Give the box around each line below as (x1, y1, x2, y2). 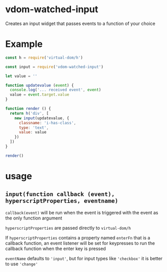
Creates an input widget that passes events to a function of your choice (5, 20, 155, 26)
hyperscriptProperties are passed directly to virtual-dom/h (5, 225, 131, 231)
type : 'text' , (18, 125, 49, 130)
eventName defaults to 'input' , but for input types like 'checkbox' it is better (5, 255, 163, 261)
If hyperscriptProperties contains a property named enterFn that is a (5, 234, 150, 240)
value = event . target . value (10, 92, 70, 97)
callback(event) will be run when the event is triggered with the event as (5, 209, 159, 215)
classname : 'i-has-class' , (18, 120, 76, 125)
